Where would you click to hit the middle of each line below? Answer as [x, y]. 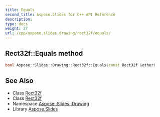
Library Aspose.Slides [35, 109]
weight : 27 [17, 29]
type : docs [17, 24]
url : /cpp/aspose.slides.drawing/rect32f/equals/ [58, 33]
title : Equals [20, 10]
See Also [19, 81]
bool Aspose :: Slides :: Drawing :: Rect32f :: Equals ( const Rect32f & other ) [81, 65]
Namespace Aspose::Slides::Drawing [51, 103]
